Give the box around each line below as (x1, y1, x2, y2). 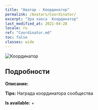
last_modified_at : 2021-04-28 (5, 21, 68, 26)
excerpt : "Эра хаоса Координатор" (5, 16, 79, 21)
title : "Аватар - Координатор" (5, 7, 70, 12)
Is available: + (5, 100, 35, 106)
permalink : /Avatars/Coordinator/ (5, 12, 77, 17)
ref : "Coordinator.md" (5, 30, 52, 35)
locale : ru (5, 26, 28, 31)
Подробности (5, 67, 50, 76)
